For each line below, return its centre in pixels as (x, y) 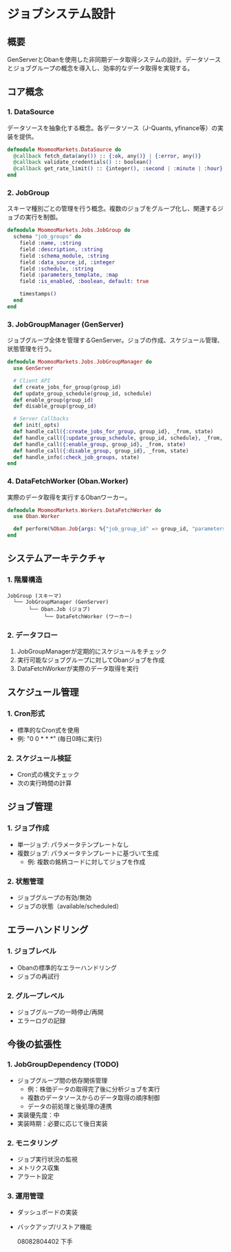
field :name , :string (50, 243)
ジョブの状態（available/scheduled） (69, 906)
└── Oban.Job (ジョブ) (59, 609)
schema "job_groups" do (47, 237)
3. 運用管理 (25, 1196)
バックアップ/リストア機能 (54, 1227)
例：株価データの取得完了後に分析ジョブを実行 (93, 1089)
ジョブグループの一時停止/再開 (60, 1012)
